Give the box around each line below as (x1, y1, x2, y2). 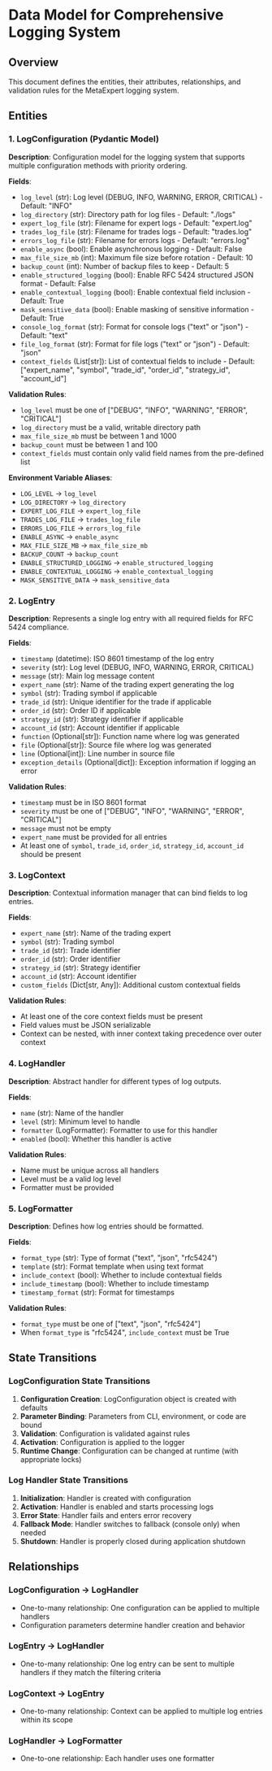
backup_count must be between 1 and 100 (19, 439, 158, 449)
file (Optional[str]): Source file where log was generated (19, 740, 212, 750)
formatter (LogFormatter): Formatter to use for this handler (19, 1125, 218, 1135)
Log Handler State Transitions (8, 1474, 128, 1486)
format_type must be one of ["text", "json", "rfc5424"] (19, 1319, 201, 1329)
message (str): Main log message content (19, 671, 155, 681)
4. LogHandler (8, 1058, 67, 1069)
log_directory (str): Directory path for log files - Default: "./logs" (19, 209, 236, 219)
